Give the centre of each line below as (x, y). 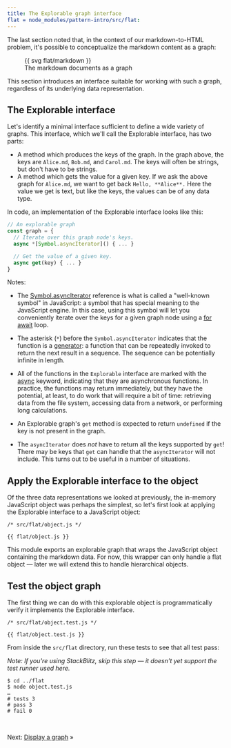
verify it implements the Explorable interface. (71, 610)
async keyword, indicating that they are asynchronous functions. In (112, 381)
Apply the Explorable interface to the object (103, 481)
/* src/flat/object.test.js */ (52, 623)
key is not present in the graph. (61, 431)
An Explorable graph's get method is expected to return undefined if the (119, 424)
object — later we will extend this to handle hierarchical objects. (98, 564)
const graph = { (30, 231)
